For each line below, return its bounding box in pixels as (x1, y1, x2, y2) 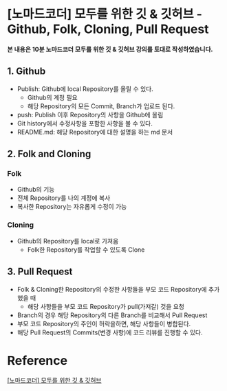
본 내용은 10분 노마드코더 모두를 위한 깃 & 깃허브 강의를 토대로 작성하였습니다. (7, 45, 213, 53)
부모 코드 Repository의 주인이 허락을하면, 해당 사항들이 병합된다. (17, 319, 191, 328)
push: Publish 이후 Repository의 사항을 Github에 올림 (17, 110, 164, 119)
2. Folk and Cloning (7, 148, 91, 160)
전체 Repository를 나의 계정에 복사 (17, 194, 111, 202)
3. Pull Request (7, 266, 73, 278)
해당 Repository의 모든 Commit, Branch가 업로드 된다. (27, 101, 175, 110)
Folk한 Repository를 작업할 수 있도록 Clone (27, 245, 145, 254)
